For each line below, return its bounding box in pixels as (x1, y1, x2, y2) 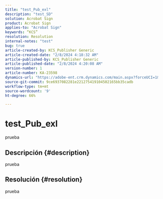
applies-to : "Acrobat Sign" (5, 25, 62, 30)
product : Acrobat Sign (5, 20, 51, 26)
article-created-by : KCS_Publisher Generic (5, 48, 95, 53)
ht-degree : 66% (5, 93, 36, 98)
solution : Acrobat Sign (5, 16, 53, 21)
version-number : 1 (5, 66, 42, 71)
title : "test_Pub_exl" (5, 7, 51, 12)
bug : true (5, 43, 25, 48)
